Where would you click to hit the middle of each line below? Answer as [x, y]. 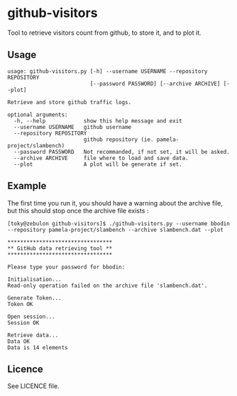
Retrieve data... [33, 335]
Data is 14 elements [38, 347]
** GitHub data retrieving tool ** [60, 248]
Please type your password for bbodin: [66, 267]
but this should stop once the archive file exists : [78, 210]
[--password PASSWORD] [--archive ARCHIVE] [155, 84]
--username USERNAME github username [73, 127]
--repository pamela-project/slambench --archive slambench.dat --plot [115, 230]
